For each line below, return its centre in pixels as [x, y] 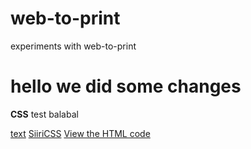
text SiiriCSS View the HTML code [80, 133]
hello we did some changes [126, 86]
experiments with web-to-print [73, 46]
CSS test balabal [44, 114]
